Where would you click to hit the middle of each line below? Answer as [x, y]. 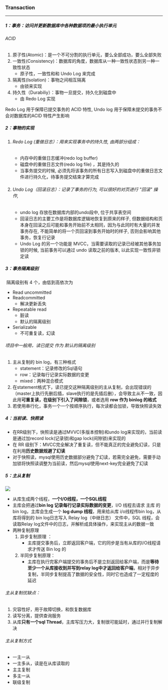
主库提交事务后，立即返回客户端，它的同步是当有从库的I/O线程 [92, 543]
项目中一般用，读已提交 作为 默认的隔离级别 [50, 346]
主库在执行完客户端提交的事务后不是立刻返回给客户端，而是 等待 [93, 561]
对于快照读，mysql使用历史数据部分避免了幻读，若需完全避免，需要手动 [86, 457]
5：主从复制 [17, 476]
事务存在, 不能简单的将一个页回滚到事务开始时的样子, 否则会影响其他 [90, 231]
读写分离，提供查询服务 [36, 615]
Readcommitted [29, 297]
